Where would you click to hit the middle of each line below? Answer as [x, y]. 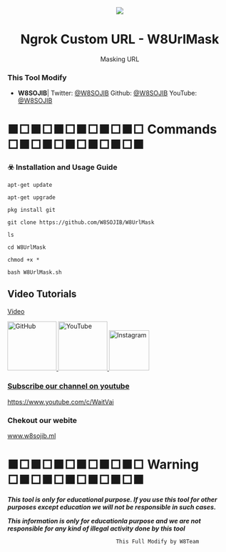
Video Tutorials [42, 294]
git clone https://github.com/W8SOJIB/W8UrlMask [81, 222]
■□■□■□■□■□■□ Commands [112, 129]
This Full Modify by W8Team [158, 542]
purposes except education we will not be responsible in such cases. [112, 507]
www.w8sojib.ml [32, 436]
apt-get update [30, 185]
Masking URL [120, 59]
